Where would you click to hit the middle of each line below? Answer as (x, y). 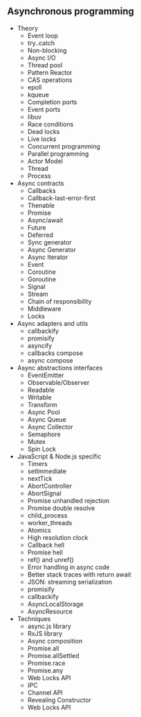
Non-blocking (47, 50)
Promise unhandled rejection (68, 500)
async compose (50, 360)
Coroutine (42, 272)
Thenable (41, 205)
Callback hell (46, 545)
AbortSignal (44, 493)
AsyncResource (50, 611)
